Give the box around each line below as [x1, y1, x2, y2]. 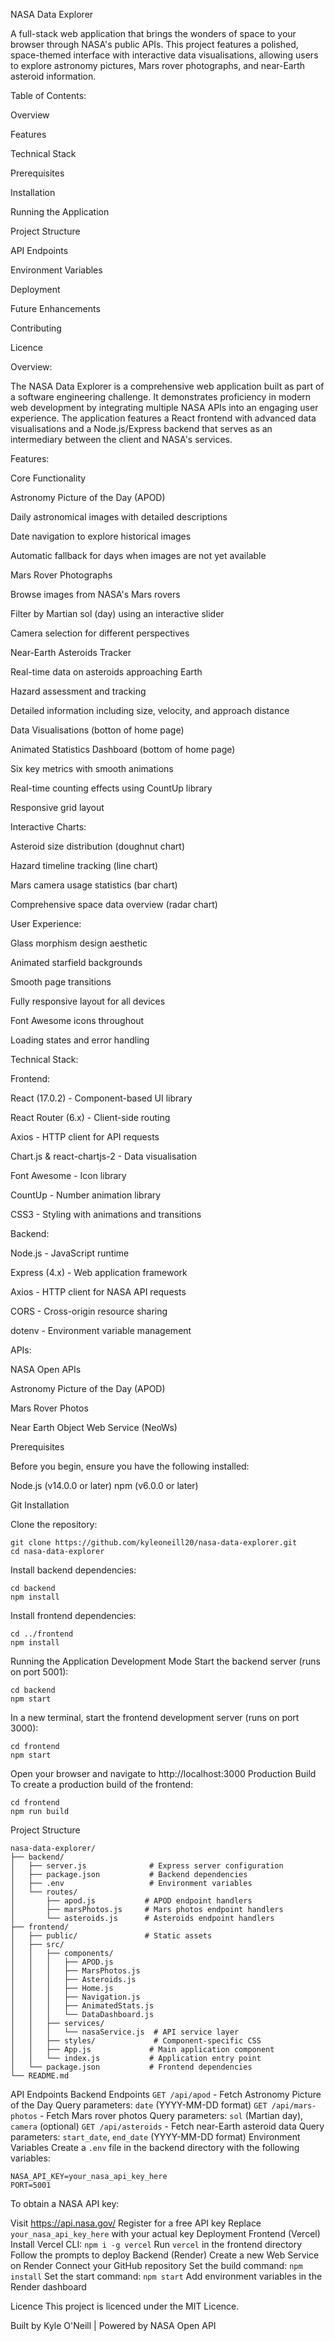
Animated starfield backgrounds [10, 957, 143, 968]
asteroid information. [10, 70, 97, 82]
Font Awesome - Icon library [10, 1170, 127, 1181]
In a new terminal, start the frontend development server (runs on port [10, 1712, 300, 1723]
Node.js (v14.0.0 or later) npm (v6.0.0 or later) [10, 1480, 199, 1491]
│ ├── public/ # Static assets [10, 1931, 213, 1941]
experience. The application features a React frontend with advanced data [10, 412, 317, 424]
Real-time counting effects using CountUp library [10, 782, 213, 794]
